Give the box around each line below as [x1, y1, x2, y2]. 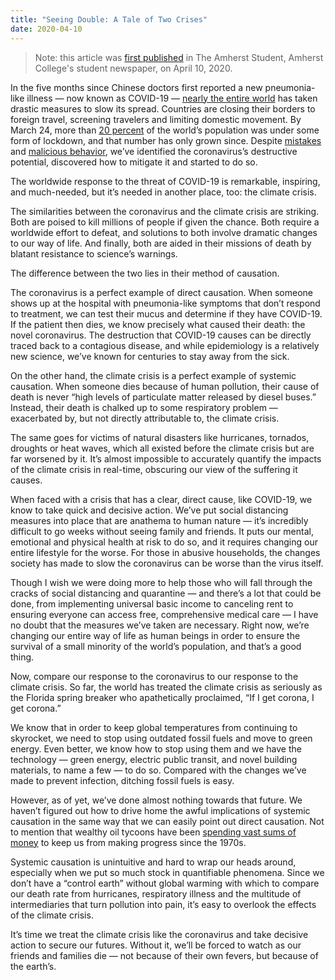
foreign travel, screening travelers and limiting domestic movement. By [10, 113, 302, 125]
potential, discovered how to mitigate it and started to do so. [10, 156, 258, 168]
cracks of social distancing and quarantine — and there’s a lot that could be [10, 587, 322, 599]
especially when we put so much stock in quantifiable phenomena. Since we [10, 866, 325, 878]
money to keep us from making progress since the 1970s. [10, 836, 247, 848]
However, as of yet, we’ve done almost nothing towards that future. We [10, 794, 303, 806]
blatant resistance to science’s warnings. [10, 247, 178, 260]
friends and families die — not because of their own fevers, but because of [10, 949, 319, 961]
